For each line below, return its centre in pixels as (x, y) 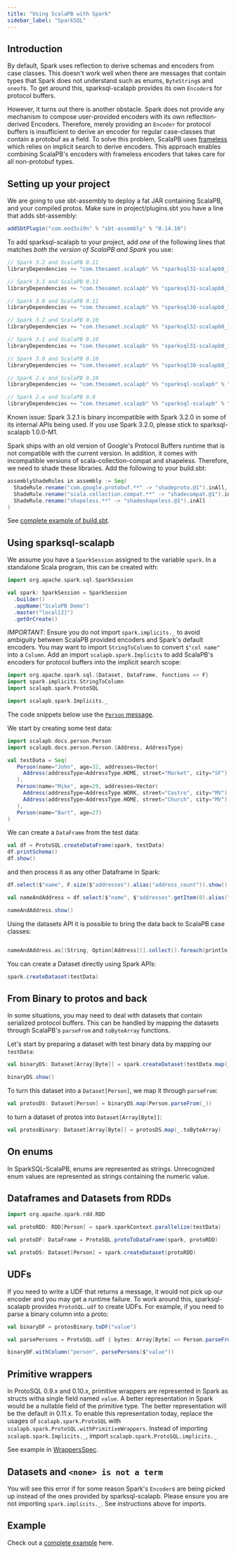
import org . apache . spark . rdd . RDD (56, 1215)
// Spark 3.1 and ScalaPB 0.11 (53, 282)
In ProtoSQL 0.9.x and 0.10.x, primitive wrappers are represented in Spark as (118, 1391)
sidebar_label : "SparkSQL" (47, 20)
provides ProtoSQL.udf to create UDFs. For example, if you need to (127, 1306)
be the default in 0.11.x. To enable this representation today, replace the (110, 1414)
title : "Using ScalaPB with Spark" (59, 14)
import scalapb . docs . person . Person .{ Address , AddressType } (96, 747)
